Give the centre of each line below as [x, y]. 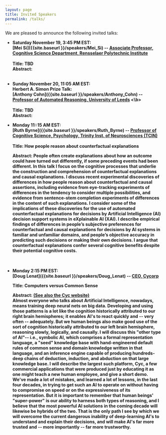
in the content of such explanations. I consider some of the [74, 203]
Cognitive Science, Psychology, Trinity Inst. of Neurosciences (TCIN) [85, 136]
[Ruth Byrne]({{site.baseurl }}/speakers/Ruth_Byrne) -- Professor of [84, 130]
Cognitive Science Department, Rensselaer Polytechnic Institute [80, 53]
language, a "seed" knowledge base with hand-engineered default [83, 343]
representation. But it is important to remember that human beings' [83, 395]
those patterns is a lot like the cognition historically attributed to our [84, 311]
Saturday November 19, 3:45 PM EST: [52, 43]
